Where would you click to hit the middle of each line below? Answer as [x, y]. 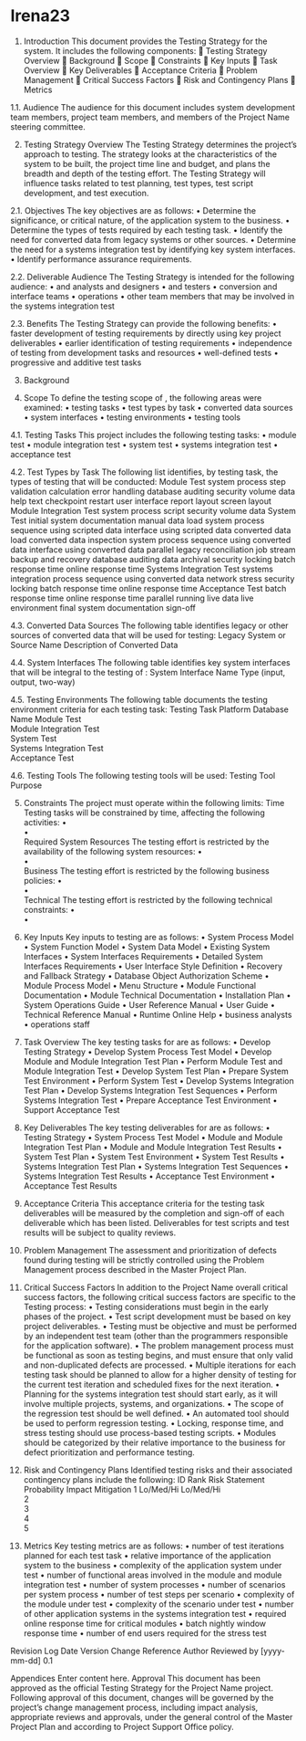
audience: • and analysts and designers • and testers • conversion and [144, 286]
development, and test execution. [86, 193]
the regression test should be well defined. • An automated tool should [156, 1413]
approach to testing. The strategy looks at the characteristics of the [150, 154]
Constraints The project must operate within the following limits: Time [154, 802]
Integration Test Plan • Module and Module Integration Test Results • [153, 1147]
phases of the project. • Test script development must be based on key [157, 1316]
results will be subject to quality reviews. [100, 1232]
